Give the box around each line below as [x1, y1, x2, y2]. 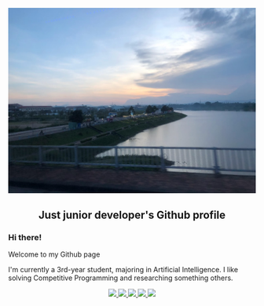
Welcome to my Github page [8, 250, 101, 259]
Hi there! [8, 231, 42, 242]
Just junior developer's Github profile [38, 208, 226, 221]
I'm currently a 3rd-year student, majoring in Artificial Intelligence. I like [8, 265, 238, 275]
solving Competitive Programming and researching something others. [8, 273, 233, 282]
